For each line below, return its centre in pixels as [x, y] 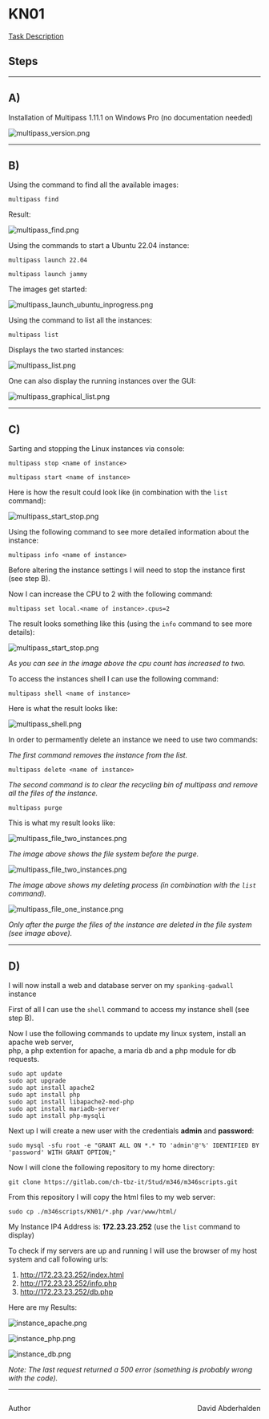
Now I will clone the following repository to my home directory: [112, 1167]
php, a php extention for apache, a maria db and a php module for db [122, 1051]
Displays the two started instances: [66, 350]
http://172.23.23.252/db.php [66, 1292]
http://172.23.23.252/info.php [68, 1283]
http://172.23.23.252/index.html [72, 1275]
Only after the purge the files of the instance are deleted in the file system [130, 925]
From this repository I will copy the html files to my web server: [112, 1197]
